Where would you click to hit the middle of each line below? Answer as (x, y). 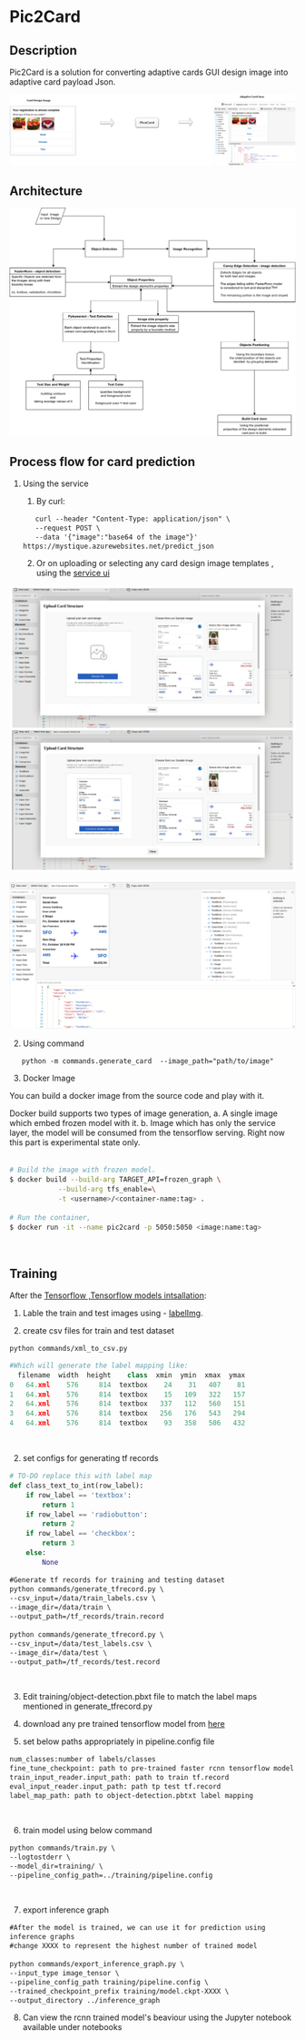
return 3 (59, 1543)
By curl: (50, 502)
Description (43, 51)
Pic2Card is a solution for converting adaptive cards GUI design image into (149, 72)
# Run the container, (50, 1218)
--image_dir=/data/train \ (60, 1607)
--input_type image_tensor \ (64, 1973)
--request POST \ (68, 528)
